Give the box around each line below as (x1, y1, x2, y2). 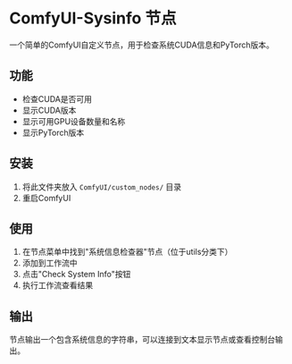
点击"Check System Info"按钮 (21, 269, 131, 280)
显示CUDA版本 (21, 105, 77, 115)
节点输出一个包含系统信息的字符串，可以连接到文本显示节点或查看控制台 (9, 334, 275, 345)
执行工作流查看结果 (21, 280, 94, 291)
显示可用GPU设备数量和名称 (21, 115, 126, 126)
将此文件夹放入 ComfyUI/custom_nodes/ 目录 (21, 181, 182, 192)
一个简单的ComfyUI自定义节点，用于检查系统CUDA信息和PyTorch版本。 (9, 39, 275, 50)
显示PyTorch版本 (21, 127, 85, 138)
